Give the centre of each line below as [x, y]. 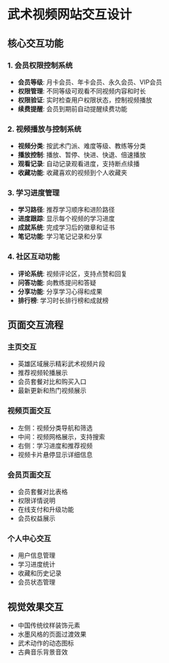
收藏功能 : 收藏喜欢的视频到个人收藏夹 [72, 173]
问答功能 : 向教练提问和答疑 [57, 282]
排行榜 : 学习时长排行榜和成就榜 [63, 300]
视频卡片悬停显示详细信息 [55, 454]
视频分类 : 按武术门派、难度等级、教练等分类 [82, 146]
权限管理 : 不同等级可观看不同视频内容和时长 [82, 91]
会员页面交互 [29, 475]
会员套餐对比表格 [43, 492]
